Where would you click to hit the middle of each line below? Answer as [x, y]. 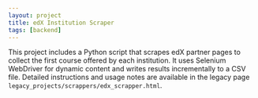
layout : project [35, 15]
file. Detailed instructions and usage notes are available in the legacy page [129, 77]
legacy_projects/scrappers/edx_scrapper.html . [85, 85]
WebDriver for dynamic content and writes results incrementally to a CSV [127, 69]
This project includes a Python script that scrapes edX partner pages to [124, 53]
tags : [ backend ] [35, 30]
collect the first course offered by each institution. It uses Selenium [117, 60]
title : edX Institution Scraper [61, 23]
